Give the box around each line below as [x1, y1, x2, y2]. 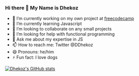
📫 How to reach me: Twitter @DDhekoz [12, 42, 93, 48]
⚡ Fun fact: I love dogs [12, 54, 58, 60]
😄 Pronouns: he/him [12, 49, 54, 55]
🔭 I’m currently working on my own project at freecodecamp [12, 16, 134, 22]
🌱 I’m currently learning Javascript [12, 21, 82, 26]
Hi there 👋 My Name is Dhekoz [5, 4, 79, 11]
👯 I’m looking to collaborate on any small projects [12, 26, 112, 32]
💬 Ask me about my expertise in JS [12, 36, 83, 42]
